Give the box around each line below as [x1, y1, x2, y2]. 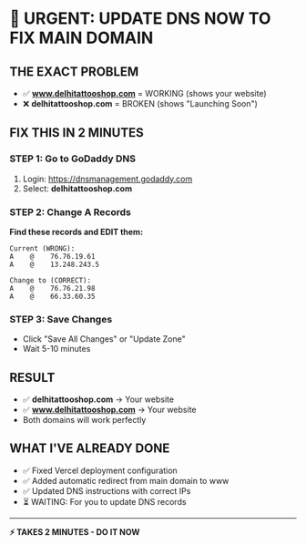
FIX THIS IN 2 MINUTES [9, 125, 144, 140]
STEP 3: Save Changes [9, 313, 113, 325]
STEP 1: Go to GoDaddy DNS [9, 152, 137, 165]
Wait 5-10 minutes [22, 344, 91, 355]
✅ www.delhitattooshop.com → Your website [22, 405, 197, 416]
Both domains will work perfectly [22, 415, 147, 426]
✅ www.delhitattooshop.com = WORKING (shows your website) [22, 88, 267, 98]
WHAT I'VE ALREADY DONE [9, 441, 170, 457]
